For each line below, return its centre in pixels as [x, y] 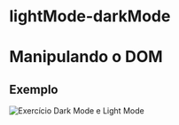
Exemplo [34, 89]
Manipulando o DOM [86, 57]
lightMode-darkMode [90, 16]
